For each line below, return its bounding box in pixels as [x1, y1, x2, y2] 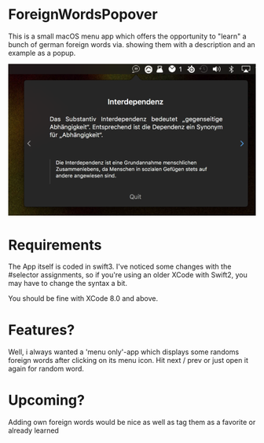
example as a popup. [8, 48, 76, 57]
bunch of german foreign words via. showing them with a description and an [8, 39, 255, 49]
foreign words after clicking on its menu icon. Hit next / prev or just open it [8, 356, 249, 365]
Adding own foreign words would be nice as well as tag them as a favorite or [8, 418, 256, 427]
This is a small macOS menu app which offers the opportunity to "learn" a [8, 31, 247, 41]
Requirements [8, 236, 102, 254]
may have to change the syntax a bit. [8, 279, 128, 288]
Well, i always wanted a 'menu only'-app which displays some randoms [8, 347, 240, 357]
